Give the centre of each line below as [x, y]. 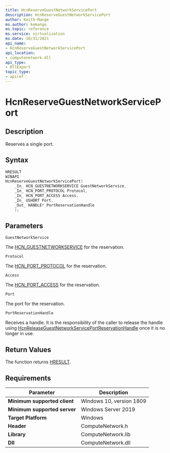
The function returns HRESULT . [38, 362]
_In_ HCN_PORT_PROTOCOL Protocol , [51, 191]
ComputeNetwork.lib [106, 434]
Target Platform [27, 418]
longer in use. [20, 334]
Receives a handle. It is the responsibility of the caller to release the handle [84, 322]
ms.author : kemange [26, 24]
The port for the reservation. [35, 304]
